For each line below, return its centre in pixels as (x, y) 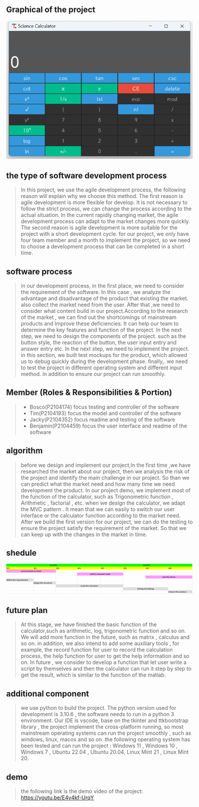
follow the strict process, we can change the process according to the (106, 209)
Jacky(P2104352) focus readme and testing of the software (102, 419)
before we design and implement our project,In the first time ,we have (106, 465)
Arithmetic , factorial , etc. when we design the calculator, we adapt (103, 503)
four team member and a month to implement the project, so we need (105, 240)
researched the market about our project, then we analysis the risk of (105, 471)
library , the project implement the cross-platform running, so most (102, 727)
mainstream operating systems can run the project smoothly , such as (106, 733)
